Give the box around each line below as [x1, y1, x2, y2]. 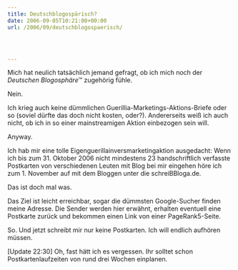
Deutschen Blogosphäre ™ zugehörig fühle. [7, 76, 133, 84]
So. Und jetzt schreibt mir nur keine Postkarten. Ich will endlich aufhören [7, 226, 221, 234]
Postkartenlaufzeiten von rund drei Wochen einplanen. [7, 255, 168, 264]
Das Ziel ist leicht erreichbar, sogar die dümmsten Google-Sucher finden [7, 197, 222, 206]
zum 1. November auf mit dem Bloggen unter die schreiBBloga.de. [7, 169, 202, 178]
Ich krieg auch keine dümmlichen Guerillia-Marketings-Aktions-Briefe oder [7, 104, 227, 112]
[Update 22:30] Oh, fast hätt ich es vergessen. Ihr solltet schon [7, 247, 193, 256]
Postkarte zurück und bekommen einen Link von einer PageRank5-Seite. [7, 212, 222, 221]
